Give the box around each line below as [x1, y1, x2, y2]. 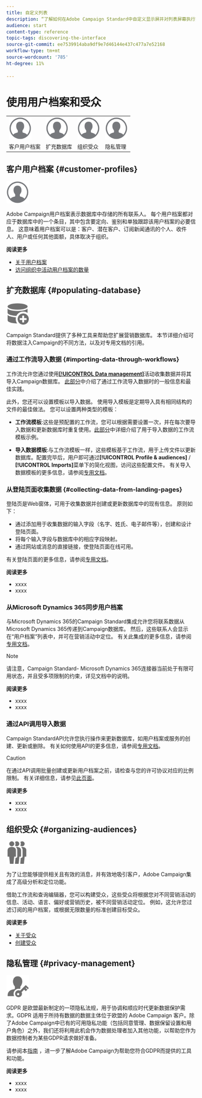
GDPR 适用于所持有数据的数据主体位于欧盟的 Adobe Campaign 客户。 [16, 1012, 189, 1019]
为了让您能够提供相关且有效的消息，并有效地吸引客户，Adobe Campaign [6, 870, 186, 878]
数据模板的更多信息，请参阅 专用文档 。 [14, 468, 110, 476]
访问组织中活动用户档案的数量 [14, 265, 89, 273]
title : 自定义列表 [6, 10, 48, 16]
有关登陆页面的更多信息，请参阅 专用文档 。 [6, 556, 112, 563]
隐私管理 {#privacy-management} [6, 958, 135, 969]
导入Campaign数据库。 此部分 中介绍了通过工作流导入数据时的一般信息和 [6, 377, 186, 385]
